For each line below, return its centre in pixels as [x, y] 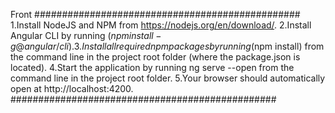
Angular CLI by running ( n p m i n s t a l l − [86, 35]
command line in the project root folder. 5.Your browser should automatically [168, 78]
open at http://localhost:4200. [72, 88]
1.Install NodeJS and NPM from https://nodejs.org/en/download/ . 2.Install [161, 25]
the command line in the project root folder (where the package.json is [155, 57]
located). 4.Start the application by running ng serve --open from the [152, 67]
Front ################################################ [155, 14]
